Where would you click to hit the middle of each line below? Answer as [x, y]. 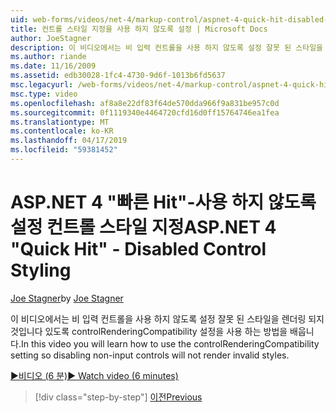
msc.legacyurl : [42, 85]
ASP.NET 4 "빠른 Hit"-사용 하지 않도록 [163, 202]
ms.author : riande [48, 57]
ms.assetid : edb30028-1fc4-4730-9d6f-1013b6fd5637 [118, 76]
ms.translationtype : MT [60, 122]
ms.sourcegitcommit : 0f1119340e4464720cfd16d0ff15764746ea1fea [145, 112]
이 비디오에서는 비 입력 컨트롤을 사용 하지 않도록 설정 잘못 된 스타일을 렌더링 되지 [167, 318]
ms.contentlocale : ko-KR [62, 131]
